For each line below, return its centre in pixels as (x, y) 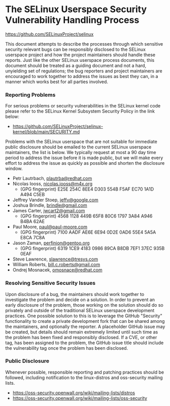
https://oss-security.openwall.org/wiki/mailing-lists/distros (74, 393)
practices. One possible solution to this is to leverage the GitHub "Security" (84, 316)
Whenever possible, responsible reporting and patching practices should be (84, 372)
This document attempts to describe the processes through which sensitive (84, 44)
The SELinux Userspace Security (76, 9)
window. (14, 169)
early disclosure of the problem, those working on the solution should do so (84, 305)
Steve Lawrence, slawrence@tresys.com (55, 259)
